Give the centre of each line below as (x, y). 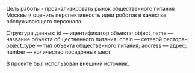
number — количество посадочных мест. (59, 52)
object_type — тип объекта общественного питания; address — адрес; (97, 45)
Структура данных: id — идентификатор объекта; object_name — (90, 33)
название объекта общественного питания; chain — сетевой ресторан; (98, 39)
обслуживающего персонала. (45, 21)
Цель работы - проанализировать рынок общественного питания (91, 9)
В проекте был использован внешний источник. (68, 63)
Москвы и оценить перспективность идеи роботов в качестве (86, 15)
